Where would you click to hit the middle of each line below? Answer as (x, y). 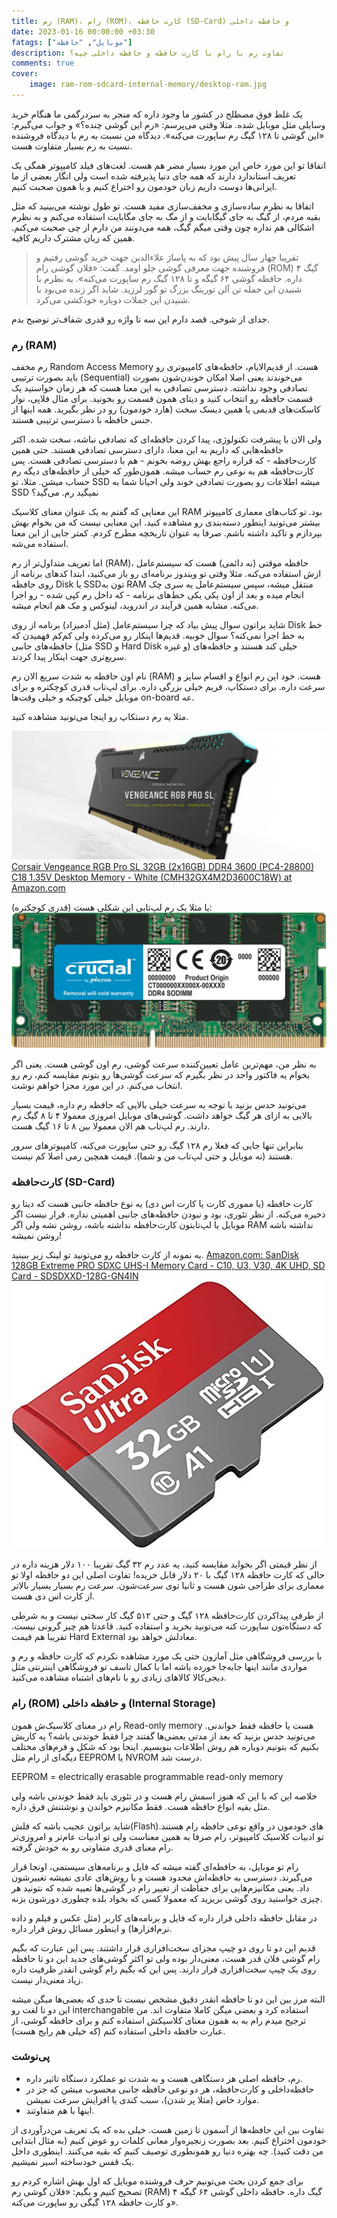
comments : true (43, 63)
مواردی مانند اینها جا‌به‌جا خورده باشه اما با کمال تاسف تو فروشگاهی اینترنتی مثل (159, 1667)
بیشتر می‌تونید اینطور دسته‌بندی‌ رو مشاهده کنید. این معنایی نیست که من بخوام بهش (166, 522)
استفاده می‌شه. (40, 544)
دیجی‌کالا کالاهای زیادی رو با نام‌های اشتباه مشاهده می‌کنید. (119, 1677)
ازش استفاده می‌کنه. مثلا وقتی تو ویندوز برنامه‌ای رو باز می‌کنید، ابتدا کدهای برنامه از (166, 574)
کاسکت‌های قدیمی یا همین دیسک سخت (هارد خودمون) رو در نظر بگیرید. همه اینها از (166, 409)
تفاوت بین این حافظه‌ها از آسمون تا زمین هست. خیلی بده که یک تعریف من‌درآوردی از (168, 2129)
